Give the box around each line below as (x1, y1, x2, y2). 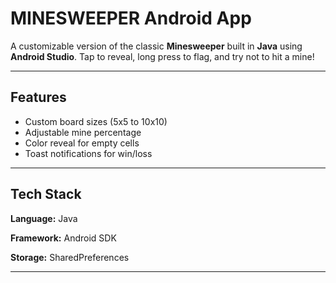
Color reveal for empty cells (24, 137, 140, 149)
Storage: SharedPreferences (10, 251, 130, 263)
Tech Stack (10, 186, 82, 203)
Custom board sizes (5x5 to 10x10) (24, 115, 168, 127)
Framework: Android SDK (10, 232, 117, 244)
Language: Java (10, 212, 78, 224)
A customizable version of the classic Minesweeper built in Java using (10, 40, 303, 52)
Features (10, 89, 67, 106)
